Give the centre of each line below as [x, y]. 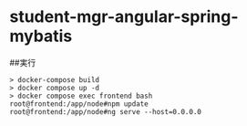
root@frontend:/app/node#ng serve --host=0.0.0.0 [106, 111]
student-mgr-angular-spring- [124, 17]
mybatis [41, 36]
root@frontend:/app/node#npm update [79, 104]
